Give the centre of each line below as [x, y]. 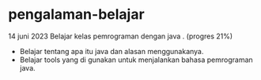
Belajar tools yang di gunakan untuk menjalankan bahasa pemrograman [136, 60]
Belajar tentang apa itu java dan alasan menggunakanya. [112, 51]
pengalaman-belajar [76, 15]
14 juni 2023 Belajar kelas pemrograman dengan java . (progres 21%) [121, 36]
